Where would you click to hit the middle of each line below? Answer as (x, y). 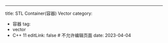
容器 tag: (21, 24)
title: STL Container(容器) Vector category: (49, 13)
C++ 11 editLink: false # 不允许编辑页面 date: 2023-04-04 (72, 35)
